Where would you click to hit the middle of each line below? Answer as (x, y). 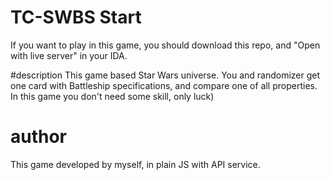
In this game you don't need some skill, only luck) (112, 96)
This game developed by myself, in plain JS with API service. (135, 164)
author (39, 137)
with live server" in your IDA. (69, 55)
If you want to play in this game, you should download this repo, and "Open (165, 45)
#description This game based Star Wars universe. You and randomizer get (165, 75)
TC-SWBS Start (76, 17)
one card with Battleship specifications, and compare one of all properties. (164, 85)
